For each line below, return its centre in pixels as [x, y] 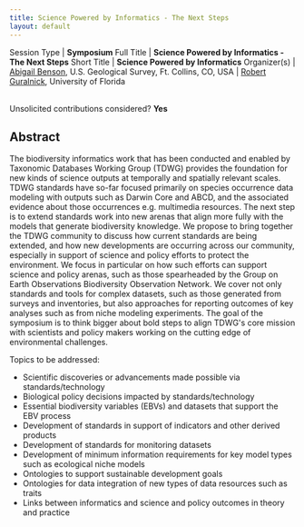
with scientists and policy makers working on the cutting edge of [130, 333]
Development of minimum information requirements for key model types [157, 454]
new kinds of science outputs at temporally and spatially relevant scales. [145, 178]
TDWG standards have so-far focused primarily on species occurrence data [152, 188]
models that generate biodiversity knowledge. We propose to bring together [151, 226]
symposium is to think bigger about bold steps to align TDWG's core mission [152, 323]
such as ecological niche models [83, 464]
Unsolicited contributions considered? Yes [88, 108]
